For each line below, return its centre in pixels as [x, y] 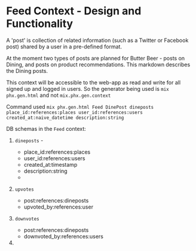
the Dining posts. [27, 71]
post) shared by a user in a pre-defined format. [64, 47]
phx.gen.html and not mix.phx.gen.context [59, 95]
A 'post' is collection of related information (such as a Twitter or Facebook [97, 40]
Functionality [40, 24]
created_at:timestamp [50, 164]
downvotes [27, 219]
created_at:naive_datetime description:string [65, 118]
